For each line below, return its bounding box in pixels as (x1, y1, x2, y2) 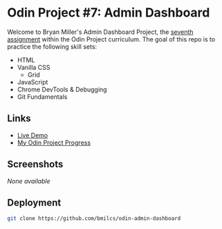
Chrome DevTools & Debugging (17, 85, 107, 93)
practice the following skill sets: (7, 42, 98, 51)
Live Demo (17, 131, 48, 139)
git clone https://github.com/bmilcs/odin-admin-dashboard (7, 215, 181, 222)
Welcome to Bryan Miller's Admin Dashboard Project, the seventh (7, 28, 194, 36)
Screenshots (7, 158, 64, 170)
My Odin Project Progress (17, 138, 91, 147)
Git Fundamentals (17, 92, 68, 101)
